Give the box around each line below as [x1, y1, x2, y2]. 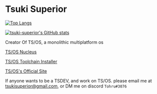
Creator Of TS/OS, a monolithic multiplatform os [5, 39, 104, 45]
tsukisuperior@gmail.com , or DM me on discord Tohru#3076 [5, 83, 127, 89]
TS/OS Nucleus [5, 49, 37, 55]
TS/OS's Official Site [5, 68, 47, 74]
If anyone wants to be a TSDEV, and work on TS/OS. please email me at [5, 78, 152, 84]
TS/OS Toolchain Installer [5, 58, 57, 64]
